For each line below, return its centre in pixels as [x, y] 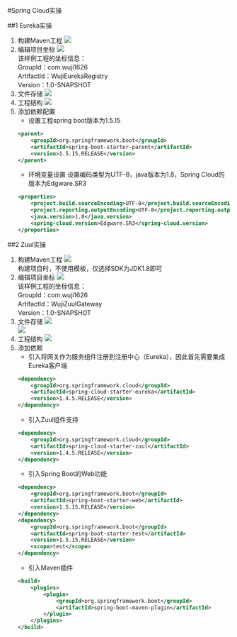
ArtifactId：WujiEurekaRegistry [63, 76]
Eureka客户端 [48, 365]
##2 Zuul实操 [27, 244]
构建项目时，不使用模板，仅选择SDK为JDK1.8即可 [90, 268]
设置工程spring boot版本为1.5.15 [74, 120]
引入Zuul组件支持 [53, 420]
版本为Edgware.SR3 [57, 184]
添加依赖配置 [36, 111]
